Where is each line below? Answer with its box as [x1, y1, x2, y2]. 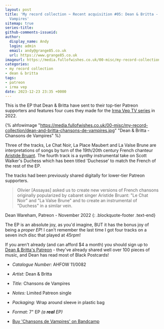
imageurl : [5, 57, 25, 62]
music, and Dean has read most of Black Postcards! [5, 252, 109, 258]
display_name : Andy [9, 39, 49, 44]
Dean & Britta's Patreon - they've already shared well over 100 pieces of [5, 247, 150, 253]
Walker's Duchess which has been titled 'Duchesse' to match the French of [5, 158, 156, 164]
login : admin [9, 44, 36, 48]
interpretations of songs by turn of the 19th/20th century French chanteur [5, 147, 153, 153]
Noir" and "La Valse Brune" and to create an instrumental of [17, 198, 138, 204]
